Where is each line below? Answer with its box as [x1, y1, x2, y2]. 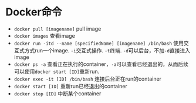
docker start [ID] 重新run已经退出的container [13, 82, 127, 89]
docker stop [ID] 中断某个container [13, 89, 102, 97]
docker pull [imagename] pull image [13, 25, 102, 32]
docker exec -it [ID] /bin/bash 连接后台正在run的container [13, 75, 162, 82]
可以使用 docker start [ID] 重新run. [13, 68, 100, 75]
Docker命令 [5, 5, 62, 19]
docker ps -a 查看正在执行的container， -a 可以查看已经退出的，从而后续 [13, 60, 189, 68]
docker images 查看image [13, 32, 76, 39]
